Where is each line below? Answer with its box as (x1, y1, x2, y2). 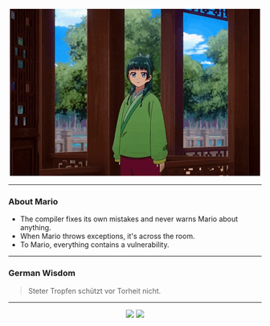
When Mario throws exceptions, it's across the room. (19, 231, 195, 241)
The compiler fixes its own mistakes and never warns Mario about (19, 214, 239, 224)
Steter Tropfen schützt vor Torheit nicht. (27, 286, 162, 295)
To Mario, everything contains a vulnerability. (19, 240, 170, 250)
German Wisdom (8, 267, 76, 279)
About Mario (8, 196, 59, 207)
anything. (19, 223, 51, 233)
